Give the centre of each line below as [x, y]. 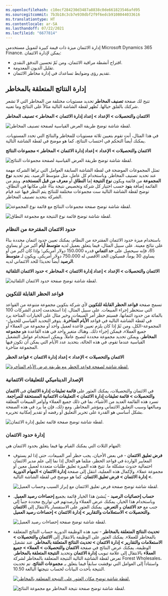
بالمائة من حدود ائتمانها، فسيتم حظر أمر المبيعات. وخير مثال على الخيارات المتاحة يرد [84, 315]
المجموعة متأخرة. [22, 347]
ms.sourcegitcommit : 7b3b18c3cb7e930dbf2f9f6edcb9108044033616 [73, 15]
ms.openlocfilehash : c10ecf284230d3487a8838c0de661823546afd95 [73, 10]
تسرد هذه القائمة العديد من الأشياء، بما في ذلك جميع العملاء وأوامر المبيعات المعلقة [82, 401]
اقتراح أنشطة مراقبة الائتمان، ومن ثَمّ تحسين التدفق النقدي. [68, 62]
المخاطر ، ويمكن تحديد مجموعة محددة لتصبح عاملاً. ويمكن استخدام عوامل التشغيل [81, 337]
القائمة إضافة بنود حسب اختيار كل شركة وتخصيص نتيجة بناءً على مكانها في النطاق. [82, 186]
